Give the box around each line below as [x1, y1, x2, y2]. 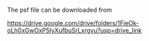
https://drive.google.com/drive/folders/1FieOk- [7, 19, 139, 27]
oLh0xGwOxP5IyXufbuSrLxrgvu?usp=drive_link [7, 27, 142, 34]
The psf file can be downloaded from [7, 6, 112, 14]
